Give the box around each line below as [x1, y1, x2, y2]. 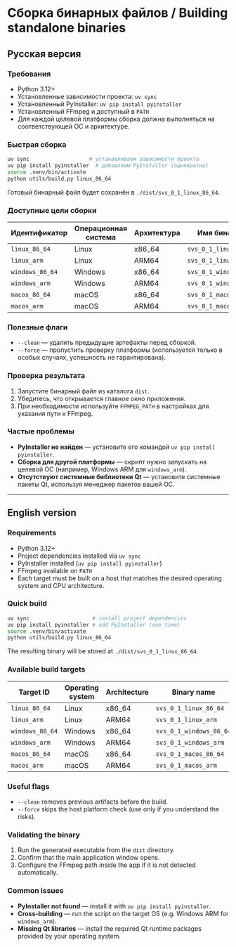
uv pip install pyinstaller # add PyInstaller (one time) [7, 621, 181, 628]
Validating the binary [7, 830, 81, 840]
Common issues [7, 886, 64, 896]
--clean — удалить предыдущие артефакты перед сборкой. [17, 339, 197, 347]
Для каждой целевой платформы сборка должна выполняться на [17, 115, 216, 123]
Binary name [171, 687, 216, 697]
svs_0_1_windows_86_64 [155, 727, 232, 735]
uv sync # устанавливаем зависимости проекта [7, 156, 199, 163]
